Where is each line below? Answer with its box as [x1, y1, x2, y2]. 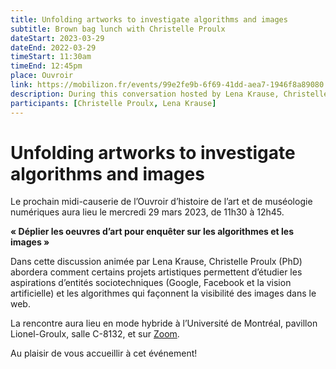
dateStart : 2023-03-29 [10, 33, 105, 43]
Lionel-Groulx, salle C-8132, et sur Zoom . [10, 328, 180, 340]
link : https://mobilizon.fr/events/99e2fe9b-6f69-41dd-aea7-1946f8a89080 [10, 80, 325, 90]
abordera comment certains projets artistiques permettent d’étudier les [10, 266, 303, 278]
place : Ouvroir [10, 71, 74, 81]
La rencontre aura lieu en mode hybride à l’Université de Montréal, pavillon [10, 317, 318, 330]
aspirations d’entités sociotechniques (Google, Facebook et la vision [10, 277, 292, 289]
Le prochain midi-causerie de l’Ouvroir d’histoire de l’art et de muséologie [10, 196, 313, 208]
